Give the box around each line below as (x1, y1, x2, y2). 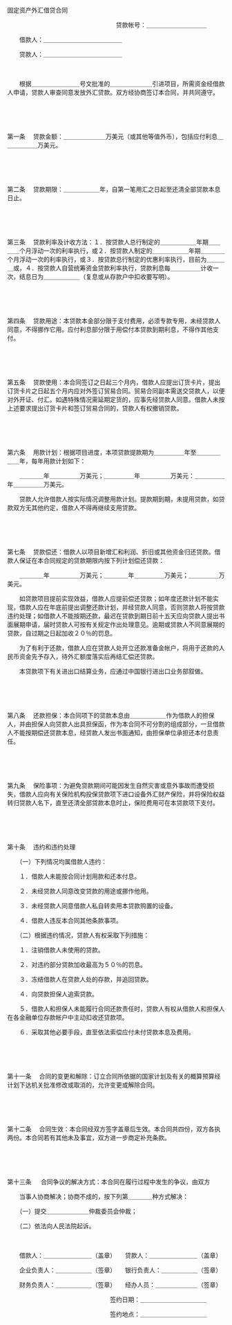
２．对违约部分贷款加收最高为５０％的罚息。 (19, 961, 146, 968)
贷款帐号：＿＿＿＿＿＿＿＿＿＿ (115, 21, 207, 29)
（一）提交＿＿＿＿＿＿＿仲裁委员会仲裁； (19, 1207, 137, 1215)
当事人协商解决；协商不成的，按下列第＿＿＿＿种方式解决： (19, 1193, 188, 1200)
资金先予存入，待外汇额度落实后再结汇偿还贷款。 (19, 653, 159, 660)
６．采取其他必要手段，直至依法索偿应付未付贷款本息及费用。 (19, 1028, 195, 1036)
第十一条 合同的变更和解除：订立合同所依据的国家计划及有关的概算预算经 (7, 1072, 221, 1080)
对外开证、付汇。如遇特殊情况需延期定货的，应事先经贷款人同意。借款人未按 (7, 395, 225, 404)
